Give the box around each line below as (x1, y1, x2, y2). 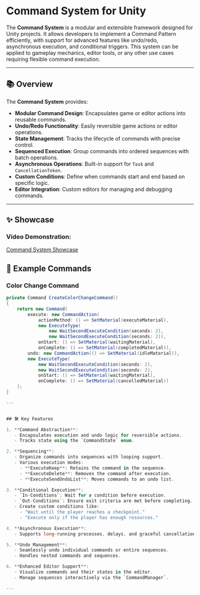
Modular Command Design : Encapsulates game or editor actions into (14, 109, 186, 117)
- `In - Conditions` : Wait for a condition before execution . (14, 492, 167, 498)
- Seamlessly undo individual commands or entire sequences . (14, 547, 169, 553)
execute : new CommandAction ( (27, 311, 100, 317)
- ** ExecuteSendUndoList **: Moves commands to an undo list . (19, 476, 174, 482)
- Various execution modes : (14, 460, 84, 466)
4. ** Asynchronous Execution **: (6, 525, 86, 531)
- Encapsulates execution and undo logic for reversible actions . (14, 432, 183, 438)
